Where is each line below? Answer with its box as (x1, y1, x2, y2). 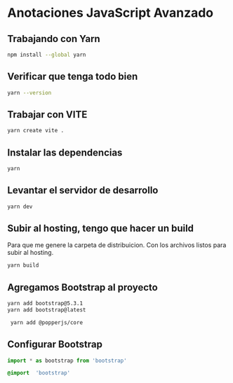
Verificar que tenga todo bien (7, 71, 138, 83)
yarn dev (7, 203, 33, 210)
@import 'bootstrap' (7, 370, 71, 377)
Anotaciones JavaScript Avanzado (7, 5, 214, 21)
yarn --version (7, 89, 52, 96)
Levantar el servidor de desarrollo (7, 184, 159, 197)
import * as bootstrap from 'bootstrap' (7, 357, 128, 364)
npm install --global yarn (7, 51, 86, 58)
